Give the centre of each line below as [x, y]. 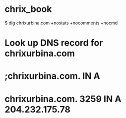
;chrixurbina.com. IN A [52, 76]
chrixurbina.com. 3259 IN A [63, 99]
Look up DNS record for [54, 43]
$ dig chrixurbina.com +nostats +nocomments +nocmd [61, 23]
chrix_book [28, 9]
